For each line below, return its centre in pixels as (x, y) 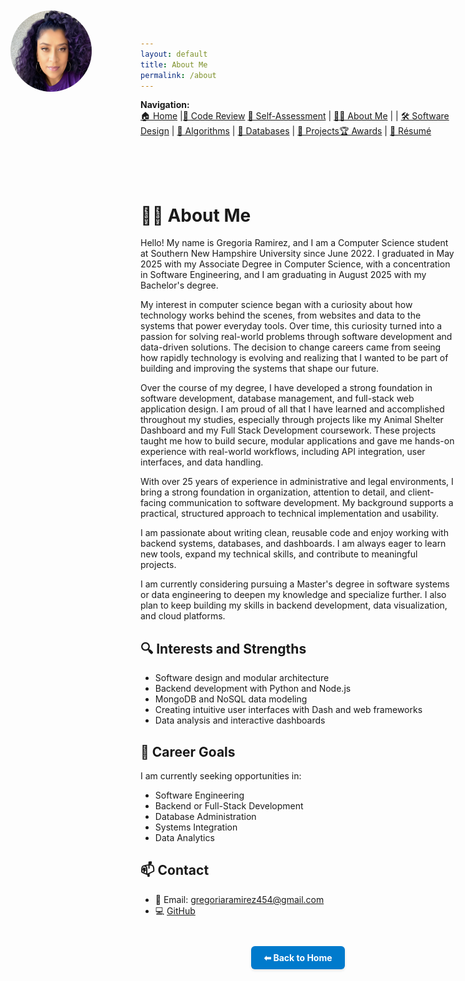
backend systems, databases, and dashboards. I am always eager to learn (293, 544)
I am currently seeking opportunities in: (221, 775)
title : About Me (174, 64)
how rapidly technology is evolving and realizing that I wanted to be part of (294, 358)
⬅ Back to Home (298, 957)
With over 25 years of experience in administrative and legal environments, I (297, 482)
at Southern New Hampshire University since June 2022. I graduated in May (297, 254)
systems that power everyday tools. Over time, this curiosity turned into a (291, 326)
